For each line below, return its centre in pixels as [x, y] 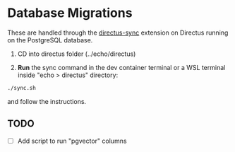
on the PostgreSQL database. [50, 40]
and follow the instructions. [47, 101]
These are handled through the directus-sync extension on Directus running [118, 33]
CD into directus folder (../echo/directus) [77, 54]
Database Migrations [70, 13]
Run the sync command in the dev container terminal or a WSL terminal [121, 67]
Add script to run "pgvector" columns [72, 141]
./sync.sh [22, 88]
